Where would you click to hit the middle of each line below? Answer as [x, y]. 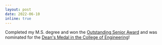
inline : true [18, 18]
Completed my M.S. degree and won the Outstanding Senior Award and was [81, 32]
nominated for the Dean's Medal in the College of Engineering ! [67, 37]
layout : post [18, 9]
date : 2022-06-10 [23, 14]
